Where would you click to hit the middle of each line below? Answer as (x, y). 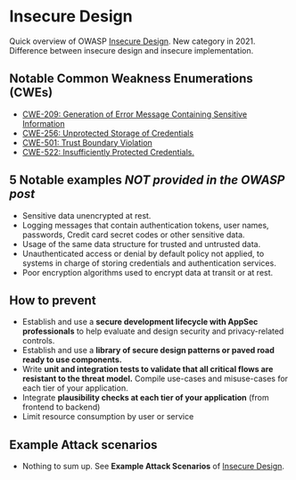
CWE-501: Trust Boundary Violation (87, 142)
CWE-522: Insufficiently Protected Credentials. (108, 152)
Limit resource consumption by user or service (108, 417)
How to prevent (53, 300)
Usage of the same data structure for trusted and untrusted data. (141, 244)
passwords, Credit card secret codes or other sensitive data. (133, 235)
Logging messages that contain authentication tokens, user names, (145, 225)
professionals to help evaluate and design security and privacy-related (153, 331)
